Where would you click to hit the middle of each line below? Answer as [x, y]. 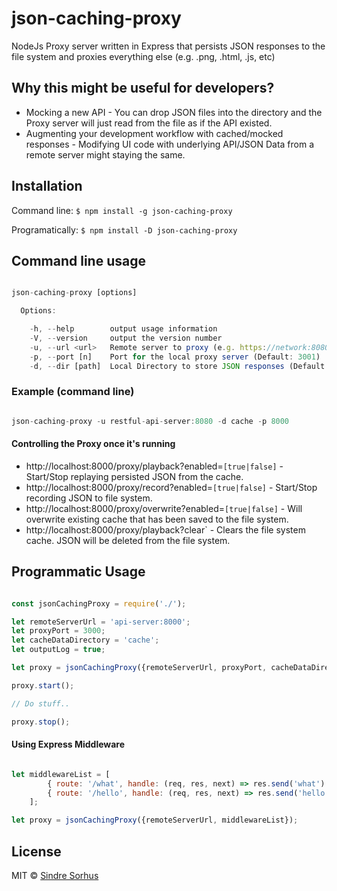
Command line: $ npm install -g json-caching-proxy [122, 210]
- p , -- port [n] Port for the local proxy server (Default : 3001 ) [175, 357]
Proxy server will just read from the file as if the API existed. [149, 123]
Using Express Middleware [68, 744]
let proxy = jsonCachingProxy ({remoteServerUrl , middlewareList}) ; [155, 820]
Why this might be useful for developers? [143, 88]
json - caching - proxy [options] [74, 293]
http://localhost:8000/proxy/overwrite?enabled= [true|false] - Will [164, 508]
